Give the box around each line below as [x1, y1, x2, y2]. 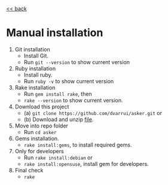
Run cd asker [23, 128, 57, 135]
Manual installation [6, 26, 103, 40]
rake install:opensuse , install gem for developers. [23, 160, 149, 167]
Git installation [14, 46, 50, 53]
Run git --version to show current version [23, 58, 130, 65]
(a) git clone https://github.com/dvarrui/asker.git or [23, 109, 163, 116]
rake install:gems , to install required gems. [23, 141, 132, 148]
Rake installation [14, 84, 56, 91]
